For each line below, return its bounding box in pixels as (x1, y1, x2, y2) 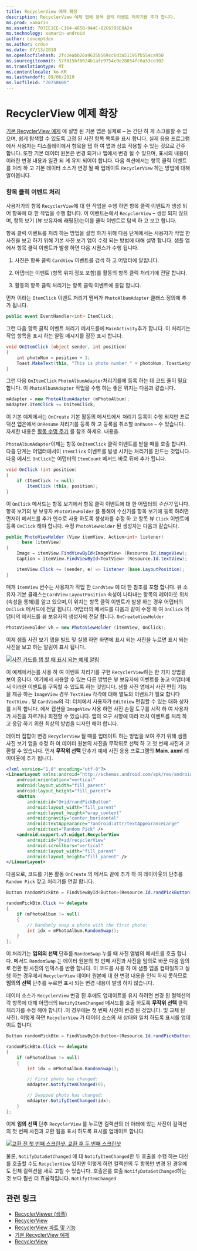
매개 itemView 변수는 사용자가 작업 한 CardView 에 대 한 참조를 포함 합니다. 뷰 (6, 583, 182, 590)
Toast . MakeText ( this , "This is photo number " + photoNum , (16, 360, 164, 366)
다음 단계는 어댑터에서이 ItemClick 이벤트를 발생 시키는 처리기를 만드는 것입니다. (6, 448, 191, 455)
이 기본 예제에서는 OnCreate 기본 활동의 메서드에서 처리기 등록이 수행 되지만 (6, 413, 179, 420)
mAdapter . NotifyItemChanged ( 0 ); (27, 1081, 107, 1088)
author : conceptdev (6, 36, 54, 42)
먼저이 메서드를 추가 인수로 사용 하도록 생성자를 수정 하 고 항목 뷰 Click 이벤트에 (6, 515, 189, 522)
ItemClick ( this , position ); (27, 483, 98, 489)
